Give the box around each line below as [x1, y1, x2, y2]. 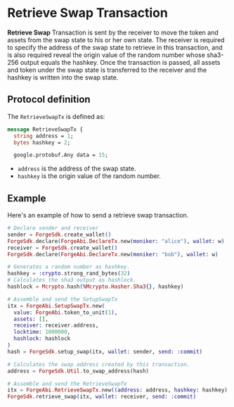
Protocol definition [7, 94, 91, 106]
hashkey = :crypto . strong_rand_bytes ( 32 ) [7, 270, 131, 277]
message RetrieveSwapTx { [7, 125, 83, 133]
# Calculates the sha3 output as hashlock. [7, 277, 137, 284]
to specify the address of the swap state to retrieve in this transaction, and [7, 43, 223, 51]
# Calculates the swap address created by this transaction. [7, 361, 190, 368]
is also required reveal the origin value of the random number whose [7, 51, 206, 59]
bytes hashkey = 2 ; [13, 139, 71, 146]
